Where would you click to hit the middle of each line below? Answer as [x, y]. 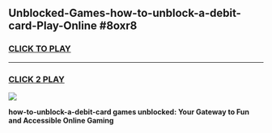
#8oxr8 [118, 26]
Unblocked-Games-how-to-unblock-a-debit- [125, 13]
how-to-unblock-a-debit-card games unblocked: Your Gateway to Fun [129, 111]
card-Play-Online [53, 26]
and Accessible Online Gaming [61, 120]
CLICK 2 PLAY [36, 79]
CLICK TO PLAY [40, 49]
